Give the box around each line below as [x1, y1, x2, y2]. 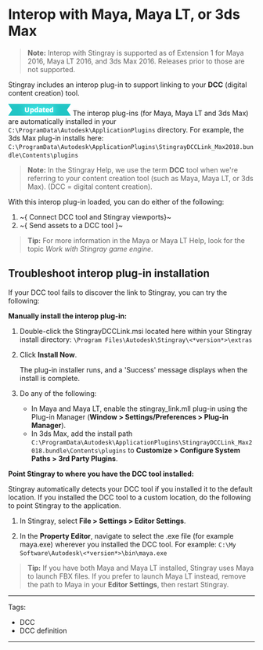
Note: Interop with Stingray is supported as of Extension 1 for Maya [27, 48, 244, 57]
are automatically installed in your [8, 116, 117, 126]
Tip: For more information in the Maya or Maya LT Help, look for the [27, 235, 245, 245]
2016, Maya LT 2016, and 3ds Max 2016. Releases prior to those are [27, 56, 245, 66]
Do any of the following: [19, 388, 97, 398]
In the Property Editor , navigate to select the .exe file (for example [19, 531, 234, 540]
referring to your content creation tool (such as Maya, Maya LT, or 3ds [27, 173, 254, 183]
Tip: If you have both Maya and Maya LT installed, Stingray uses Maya [27, 563, 254, 572]
